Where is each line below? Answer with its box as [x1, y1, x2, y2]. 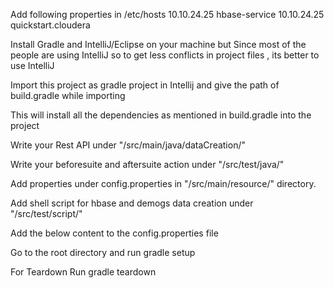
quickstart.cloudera [10, 19, 91, 31]
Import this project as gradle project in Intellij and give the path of [10, 79, 280, 91]
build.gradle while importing [10, 90, 126, 101]
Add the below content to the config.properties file [10, 227, 219, 239]
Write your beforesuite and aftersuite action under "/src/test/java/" [10, 159, 285, 170]
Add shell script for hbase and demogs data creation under [10, 197, 254, 209]
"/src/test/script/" [10, 208, 83, 219]
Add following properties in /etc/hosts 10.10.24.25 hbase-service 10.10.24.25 [10, 9, 325, 20]
